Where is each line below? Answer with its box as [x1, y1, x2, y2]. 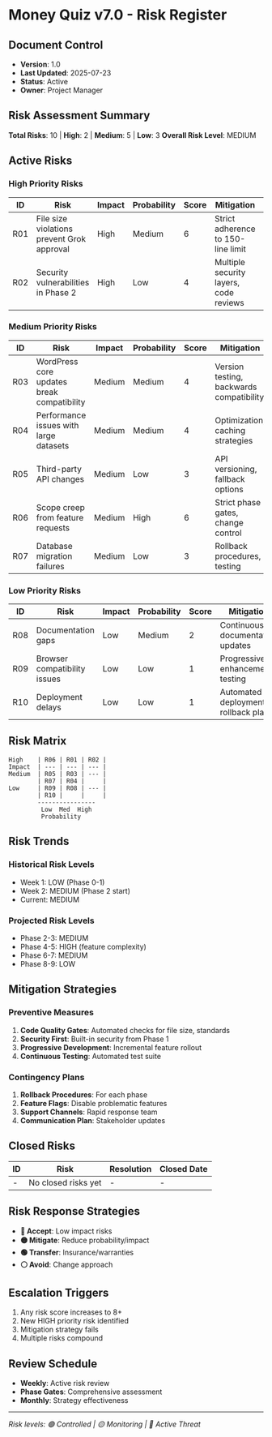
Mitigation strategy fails [19, 1324, 99, 1335]
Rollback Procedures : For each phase [19, 1089, 148, 1100]
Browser [36, 653, 69, 664]
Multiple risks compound [19, 1333, 104, 1343]
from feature [36, 512, 84, 523]
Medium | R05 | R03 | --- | [8, 770, 107, 778]
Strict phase [215, 496, 261, 508]
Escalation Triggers [8, 1285, 109, 1299]
